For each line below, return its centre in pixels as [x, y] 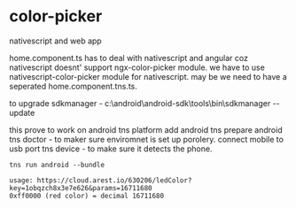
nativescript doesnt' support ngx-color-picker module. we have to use [137, 67]
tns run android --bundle [57, 165]
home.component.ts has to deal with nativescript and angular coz [129, 58]
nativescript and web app [55, 41]
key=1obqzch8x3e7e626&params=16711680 [81, 188]
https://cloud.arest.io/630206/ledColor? [114, 180]
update [22, 112]
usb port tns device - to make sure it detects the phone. [111, 149]
